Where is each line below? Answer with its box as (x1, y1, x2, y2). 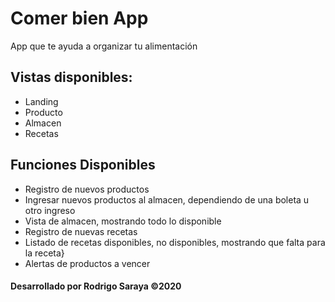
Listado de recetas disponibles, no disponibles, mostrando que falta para (24, 236, 326, 248)
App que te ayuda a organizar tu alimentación (10, 40, 198, 52)
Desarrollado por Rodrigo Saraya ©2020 (10, 280, 182, 292)
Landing (24, 95, 59, 107)
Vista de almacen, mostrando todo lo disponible (24, 215, 222, 227)
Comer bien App (10, 7, 149, 30)
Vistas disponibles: (10, 69, 133, 86)
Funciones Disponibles (10, 157, 156, 174)
